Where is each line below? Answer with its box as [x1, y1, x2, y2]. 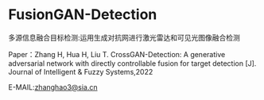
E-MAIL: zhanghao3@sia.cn [8, 82, 98, 92]
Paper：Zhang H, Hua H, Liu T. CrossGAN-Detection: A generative [8, 49, 226, 59]
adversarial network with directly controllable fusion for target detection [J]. [8, 58, 257, 68]
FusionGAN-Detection [8, 6, 157, 24]
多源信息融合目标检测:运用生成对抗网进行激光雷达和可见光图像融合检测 [8, 33, 241, 42]
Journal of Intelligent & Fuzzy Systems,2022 [8, 67, 153, 76]
